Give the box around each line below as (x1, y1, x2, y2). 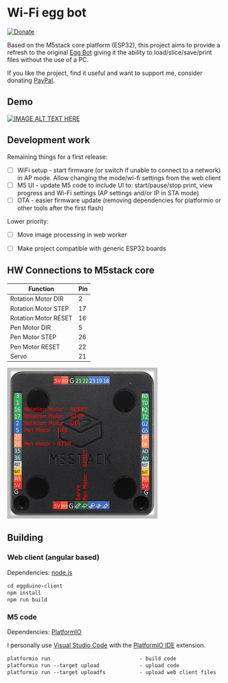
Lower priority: (7, 217, 49, 225)
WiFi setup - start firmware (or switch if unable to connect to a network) (16, 166, 221, 174)
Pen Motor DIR (10, 323, 52, 332)
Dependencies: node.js (7, 568, 73, 576)
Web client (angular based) (7, 552, 100, 562)
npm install (7, 589, 41, 596)
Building (7, 532, 43, 544)
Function (28, 285, 55, 293)
